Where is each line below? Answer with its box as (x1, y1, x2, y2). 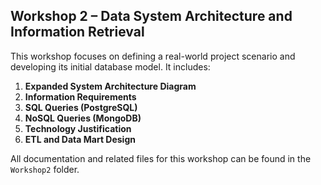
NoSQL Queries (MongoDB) (24, 112, 142, 124)
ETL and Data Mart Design (24, 133, 136, 145)
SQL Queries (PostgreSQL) (24, 101, 138, 113)
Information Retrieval (10, 24, 145, 41)
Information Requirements (24, 90, 137, 103)
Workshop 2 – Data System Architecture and (10, 8, 293, 25)
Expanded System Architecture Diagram (24, 80, 197, 92)
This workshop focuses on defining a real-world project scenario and (10, 50, 296, 62)
